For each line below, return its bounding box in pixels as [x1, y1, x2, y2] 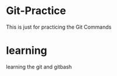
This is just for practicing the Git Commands [6, 23, 112, 30]
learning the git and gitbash [6, 63, 72, 70]
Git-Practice [6, 4, 66, 18]
